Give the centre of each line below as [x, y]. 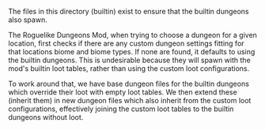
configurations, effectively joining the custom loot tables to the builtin [121, 109]
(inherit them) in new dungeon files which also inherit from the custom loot [130, 100]
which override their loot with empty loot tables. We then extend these [123, 92]
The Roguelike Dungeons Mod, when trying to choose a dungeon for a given [132, 35]
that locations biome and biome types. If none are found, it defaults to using [132, 52]
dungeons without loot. [46, 117]
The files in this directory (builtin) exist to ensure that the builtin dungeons [129, 11]
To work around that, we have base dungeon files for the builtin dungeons [129, 84]
